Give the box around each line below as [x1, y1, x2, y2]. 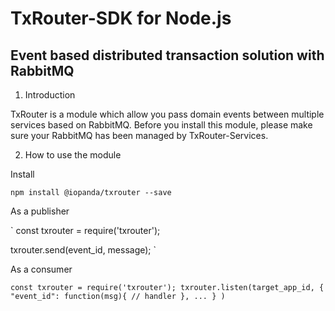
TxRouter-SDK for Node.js [10, 7, 232, 30]
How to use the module [24, 149, 122, 161]
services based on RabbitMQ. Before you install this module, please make [10, 119, 313, 131]
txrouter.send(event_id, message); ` [10, 244, 157, 256]
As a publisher [10, 205, 70, 217]
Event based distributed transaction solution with [10, 47, 325, 64]
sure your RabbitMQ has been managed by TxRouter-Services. [10, 130, 269, 141]
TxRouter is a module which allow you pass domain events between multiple [10, 108, 325, 120]
